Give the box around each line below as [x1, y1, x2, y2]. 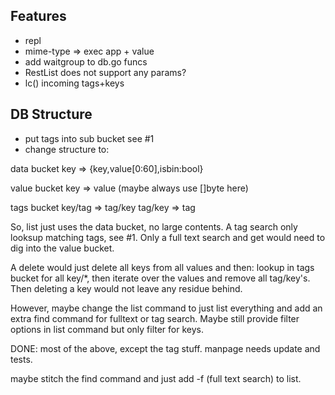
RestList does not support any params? [24, 66, 187, 78]
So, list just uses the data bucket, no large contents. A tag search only [10, 220, 298, 233]
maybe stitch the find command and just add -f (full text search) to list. [10, 372, 302, 384]
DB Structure [10, 106, 93, 123]
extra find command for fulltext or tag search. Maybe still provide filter [10, 312, 300, 324]
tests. [10, 353, 33, 365]
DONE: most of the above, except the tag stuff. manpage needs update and [10, 342, 321, 354]
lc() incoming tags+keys [24, 77, 125, 89]
